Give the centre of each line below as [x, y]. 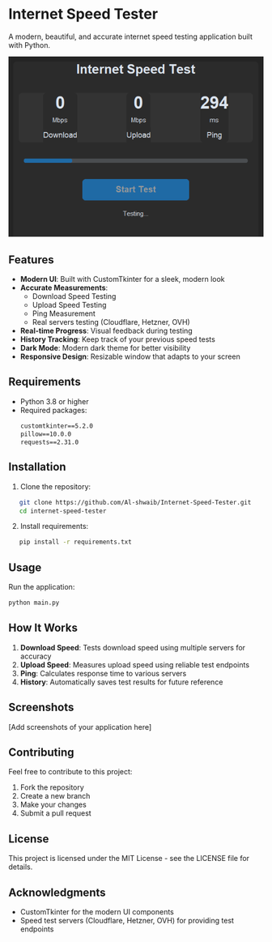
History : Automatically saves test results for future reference [121, 682]
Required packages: [53, 410]
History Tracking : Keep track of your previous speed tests [118, 339]
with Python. [30, 45]
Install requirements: [54, 526]
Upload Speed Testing [69, 305]
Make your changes [53, 805]
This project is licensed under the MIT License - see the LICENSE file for [129, 859]
